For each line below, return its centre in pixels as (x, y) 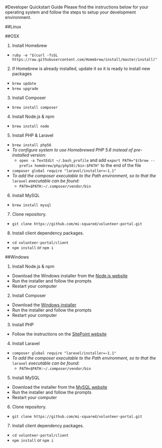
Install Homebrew (29, 45)
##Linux (13, 27)
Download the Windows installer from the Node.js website (70, 276)
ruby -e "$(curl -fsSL (35, 55)
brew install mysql (32, 205)
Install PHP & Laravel (33, 135)
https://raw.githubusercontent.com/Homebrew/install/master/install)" (85, 60)
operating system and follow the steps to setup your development (71, 12)
